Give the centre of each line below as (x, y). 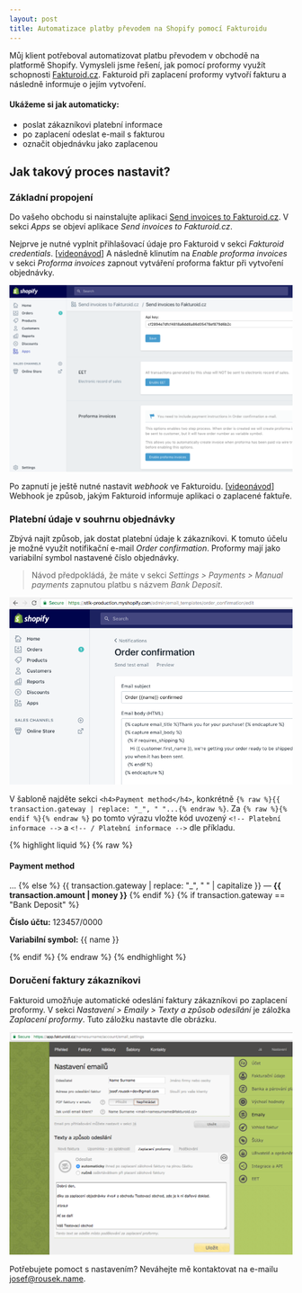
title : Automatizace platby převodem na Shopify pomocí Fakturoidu (138, 28)
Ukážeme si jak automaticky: (64, 104)
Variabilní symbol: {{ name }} (64, 939)
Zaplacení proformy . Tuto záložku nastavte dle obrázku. (113, 1019)
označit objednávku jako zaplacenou (90, 143)
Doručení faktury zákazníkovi (75, 981)
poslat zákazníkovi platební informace (93, 124)
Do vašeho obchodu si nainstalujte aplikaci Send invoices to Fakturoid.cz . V (149, 217)
